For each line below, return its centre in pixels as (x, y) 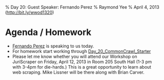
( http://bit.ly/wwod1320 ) (30, 12)
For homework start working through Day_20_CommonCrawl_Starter (82, 51)
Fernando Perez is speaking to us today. (53, 46)
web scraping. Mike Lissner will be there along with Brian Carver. (78, 72)
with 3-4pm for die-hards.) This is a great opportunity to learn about (82, 67)
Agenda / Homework (48, 32)
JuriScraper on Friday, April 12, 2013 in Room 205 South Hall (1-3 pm (82, 62)
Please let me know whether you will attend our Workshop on (75, 56)
